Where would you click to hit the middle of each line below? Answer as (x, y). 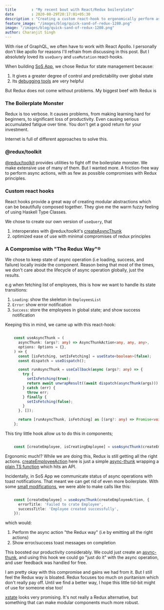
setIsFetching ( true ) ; (49, 379)
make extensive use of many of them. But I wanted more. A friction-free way (82, 168)
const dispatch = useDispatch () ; (52, 361)
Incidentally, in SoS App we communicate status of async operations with (79, 476)
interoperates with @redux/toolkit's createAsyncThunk (67, 231)
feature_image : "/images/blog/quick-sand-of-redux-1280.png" (69, 23)
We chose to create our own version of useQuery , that (59, 221)
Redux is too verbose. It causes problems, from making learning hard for (78, 114)
